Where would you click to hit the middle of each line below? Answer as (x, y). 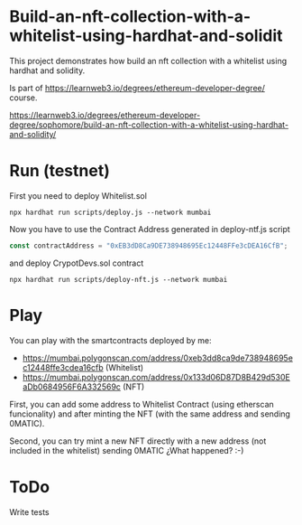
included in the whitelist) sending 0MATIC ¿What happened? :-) (127, 450)
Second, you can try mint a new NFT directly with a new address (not (138, 441)
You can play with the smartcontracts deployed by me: (110, 340)
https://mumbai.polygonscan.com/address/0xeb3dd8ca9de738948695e (157, 358)
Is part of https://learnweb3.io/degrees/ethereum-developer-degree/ (137, 88)
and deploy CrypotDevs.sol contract (77, 263)
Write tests (29, 511)
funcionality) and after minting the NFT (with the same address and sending (150, 414)
